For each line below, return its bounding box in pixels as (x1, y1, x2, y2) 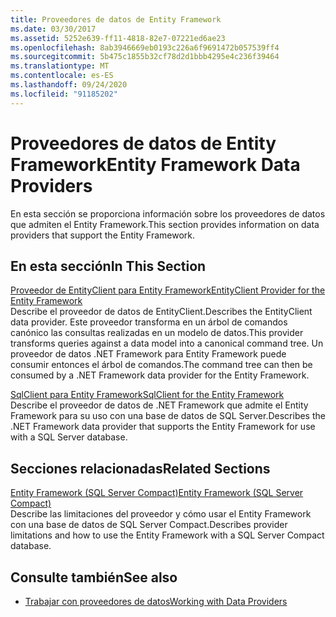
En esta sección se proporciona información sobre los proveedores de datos (10, 207, 326, 220)
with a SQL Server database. (10, 431, 128, 443)
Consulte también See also (10, 569, 178, 586)
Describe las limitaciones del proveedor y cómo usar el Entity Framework (10, 508, 312, 520)
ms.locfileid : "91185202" (10, 89, 118, 99)
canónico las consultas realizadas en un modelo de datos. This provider (10, 327, 304, 339)
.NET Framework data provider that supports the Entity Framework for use (10, 421, 316, 433)
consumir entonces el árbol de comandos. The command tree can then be (10, 359, 313, 371)
